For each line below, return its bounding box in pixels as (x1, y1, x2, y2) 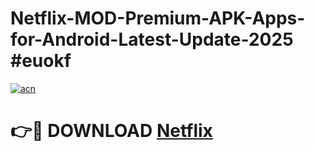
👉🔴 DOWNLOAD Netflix (10, 120, 213, 142)
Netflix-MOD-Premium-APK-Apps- (10, 7, 306, 30)
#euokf (10, 50, 72, 72)
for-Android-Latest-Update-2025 (10, 28, 294, 51)
